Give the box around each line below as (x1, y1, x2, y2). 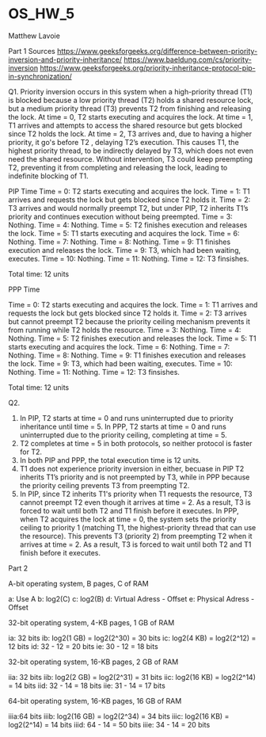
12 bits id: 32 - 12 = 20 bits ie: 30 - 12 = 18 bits (8, 641, 158, 651)
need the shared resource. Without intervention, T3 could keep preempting (8, 154, 253, 163)
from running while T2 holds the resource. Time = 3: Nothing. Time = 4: (8, 325, 241, 334)
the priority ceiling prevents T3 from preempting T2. (19, 480, 190, 490)
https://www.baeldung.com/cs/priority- (123, 55, 252, 64)
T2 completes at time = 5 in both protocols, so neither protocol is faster (19, 438, 253, 448)
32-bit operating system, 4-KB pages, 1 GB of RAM (8, 617, 175, 627)
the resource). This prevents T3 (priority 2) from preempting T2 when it (19, 531, 253, 540)
